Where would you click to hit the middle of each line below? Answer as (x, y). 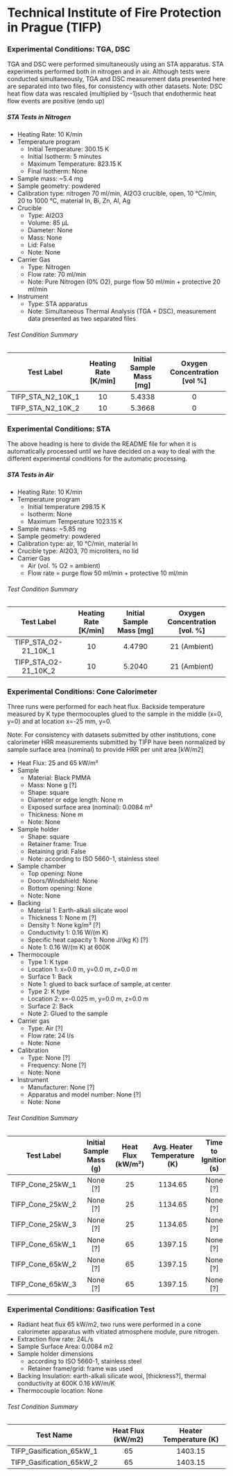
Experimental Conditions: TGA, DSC (69, 49)
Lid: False (41, 245)
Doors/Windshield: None (63, 881)
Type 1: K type (48, 962)
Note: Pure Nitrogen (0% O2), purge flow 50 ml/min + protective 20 (124, 282)
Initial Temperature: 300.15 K (68, 149)
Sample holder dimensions (55, 1353)
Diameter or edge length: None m (75, 800)
